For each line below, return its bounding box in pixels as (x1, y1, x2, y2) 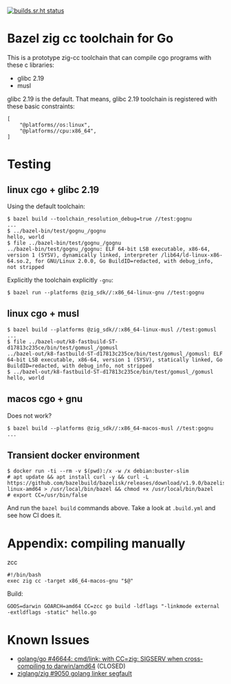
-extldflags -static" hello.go (7, 609, 97, 616)
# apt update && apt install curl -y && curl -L (7, 474, 149, 481)
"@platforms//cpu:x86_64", (19, 128, 97, 134)
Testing (7, 157, 52, 172)
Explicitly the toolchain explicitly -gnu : (7, 276, 113, 284)
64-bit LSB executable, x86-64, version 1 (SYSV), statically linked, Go (7, 356, 223, 363)
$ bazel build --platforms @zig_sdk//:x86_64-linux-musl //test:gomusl (7, 326, 217, 333)
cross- (184, 655, 203, 663)
